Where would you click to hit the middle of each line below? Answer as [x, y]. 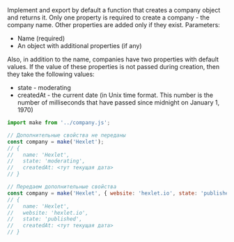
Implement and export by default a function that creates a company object [114, 10]
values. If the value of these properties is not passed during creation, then [114, 67]
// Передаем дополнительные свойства [62, 187]
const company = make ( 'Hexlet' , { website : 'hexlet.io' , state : [102, 193]
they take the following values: [51, 74]
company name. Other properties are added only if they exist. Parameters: [114, 25]
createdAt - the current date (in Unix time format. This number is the [115, 95]
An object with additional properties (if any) [79, 46]
